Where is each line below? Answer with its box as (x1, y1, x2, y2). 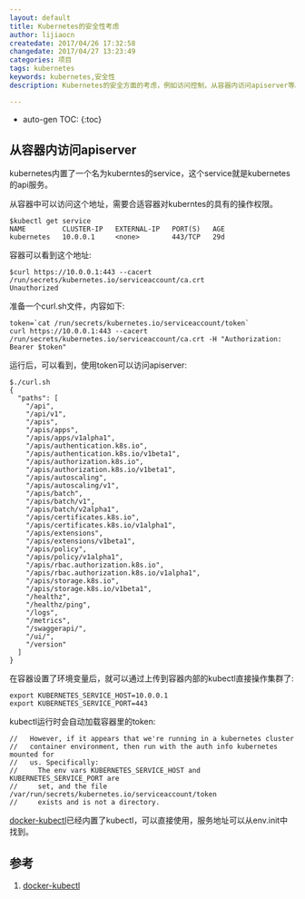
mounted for (9, 750, 54, 759)
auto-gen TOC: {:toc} (22, 114, 103, 124)
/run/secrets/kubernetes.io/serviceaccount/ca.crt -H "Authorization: (9, 335, 282, 344)
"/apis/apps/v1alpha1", (25, 433, 116, 443)
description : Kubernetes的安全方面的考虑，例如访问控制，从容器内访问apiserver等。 (9, 81, 302, 90)
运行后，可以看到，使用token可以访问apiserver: (9, 360, 188, 370)
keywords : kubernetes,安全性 (9, 73, 116, 82)
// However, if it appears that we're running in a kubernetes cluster (9, 735, 295, 744)
